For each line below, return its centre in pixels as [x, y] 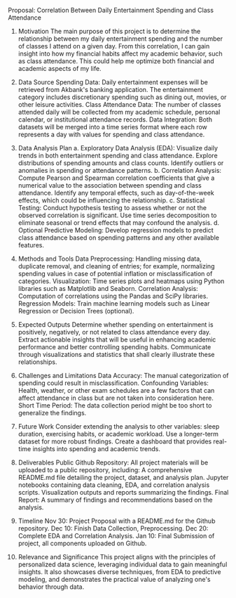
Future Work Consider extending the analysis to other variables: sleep [119, 427]
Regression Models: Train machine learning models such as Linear [114, 304]
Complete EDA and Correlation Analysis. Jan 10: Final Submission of [116, 536]
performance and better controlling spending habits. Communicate [114, 347]
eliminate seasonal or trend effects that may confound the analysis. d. [119, 223]
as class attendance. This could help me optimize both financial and [116, 61]
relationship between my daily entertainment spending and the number [120, 39]
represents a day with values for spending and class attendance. [111, 134]
